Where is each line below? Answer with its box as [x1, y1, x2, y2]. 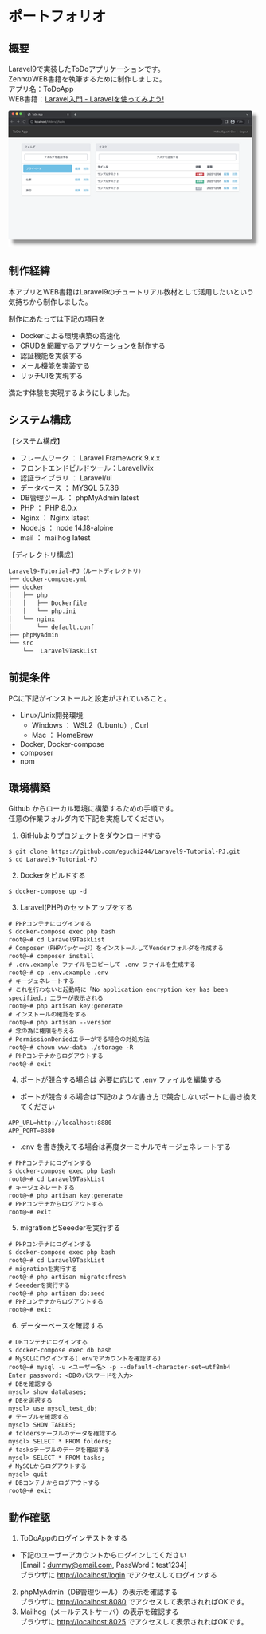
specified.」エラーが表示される [8, 994, 104, 1002]
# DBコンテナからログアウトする [8, 1479, 100, 1487]
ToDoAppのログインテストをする [19, 1533, 127, 1543]
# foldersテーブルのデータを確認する [8, 1430, 118, 1438]
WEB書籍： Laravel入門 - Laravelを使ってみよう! [8, 94, 165, 104]
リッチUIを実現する [19, 370, 84, 380]
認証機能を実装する [19, 350, 84, 360]
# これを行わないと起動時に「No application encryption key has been [8, 986, 229, 994]
